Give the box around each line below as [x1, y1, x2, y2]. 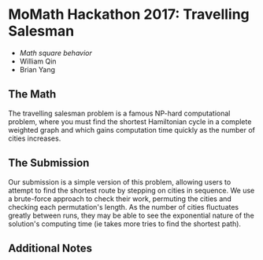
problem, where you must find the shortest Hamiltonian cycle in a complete [8, 116, 252, 126]
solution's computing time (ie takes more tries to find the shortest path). [8, 218, 242, 229]
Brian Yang [19, 64, 56, 74]
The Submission [8, 156, 90, 170]
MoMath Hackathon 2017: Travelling [8, 5, 250, 24]
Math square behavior [19, 48, 92, 57]
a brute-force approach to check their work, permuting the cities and [8, 194, 232, 203]
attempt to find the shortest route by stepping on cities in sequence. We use [8, 185, 255, 195]
